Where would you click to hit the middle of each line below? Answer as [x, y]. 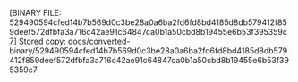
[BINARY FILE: [35, 13]
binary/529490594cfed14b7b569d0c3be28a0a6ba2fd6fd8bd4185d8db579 [149, 51]
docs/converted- [99, 41]
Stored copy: [43, 41]
